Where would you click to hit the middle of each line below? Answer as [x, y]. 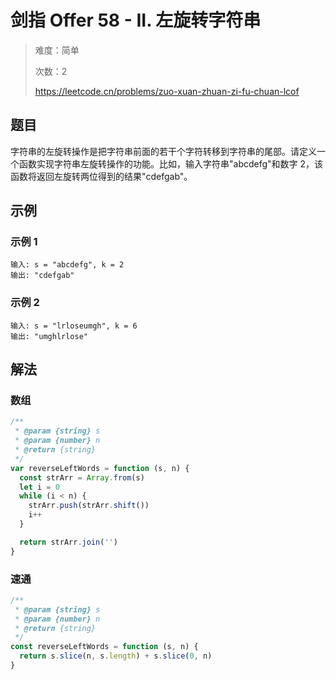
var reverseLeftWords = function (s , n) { [100, 468]
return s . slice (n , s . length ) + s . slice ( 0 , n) [116, 656]
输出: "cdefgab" [42, 276]
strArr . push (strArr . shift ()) [89, 506]
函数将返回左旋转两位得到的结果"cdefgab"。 [101, 176]
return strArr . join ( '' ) [68, 542]
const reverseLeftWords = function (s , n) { [104, 647]
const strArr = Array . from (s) [82, 477]
